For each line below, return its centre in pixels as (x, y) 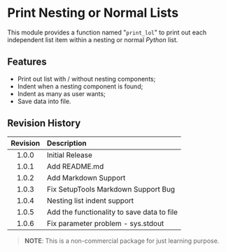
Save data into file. (44, 101)
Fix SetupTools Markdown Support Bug (111, 189)
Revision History (44, 123)
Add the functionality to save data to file (112, 212)
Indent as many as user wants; (62, 93)
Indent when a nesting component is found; (80, 86)
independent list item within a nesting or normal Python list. (93, 39)
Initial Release (69, 154)
